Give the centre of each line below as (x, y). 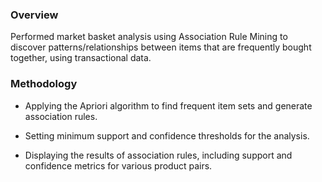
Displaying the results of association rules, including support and (158, 155)
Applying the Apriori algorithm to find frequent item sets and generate (168, 105)
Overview (34, 15)
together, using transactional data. (81, 58)
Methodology (44, 84)
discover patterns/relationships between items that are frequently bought (161, 47)
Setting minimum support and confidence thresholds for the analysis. (167, 135)
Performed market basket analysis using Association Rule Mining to (149, 37)
